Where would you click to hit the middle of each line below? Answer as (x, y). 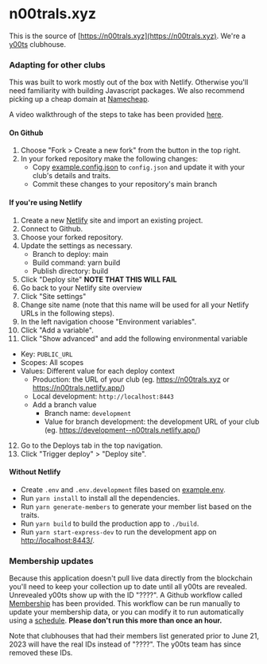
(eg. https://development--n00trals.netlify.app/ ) (122, 429)
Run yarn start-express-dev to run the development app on (118, 532)
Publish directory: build (70, 270)
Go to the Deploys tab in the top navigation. (92, 445)
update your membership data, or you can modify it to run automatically (127, 612)
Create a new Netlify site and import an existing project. (112, 220)
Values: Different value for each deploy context (98, 371)
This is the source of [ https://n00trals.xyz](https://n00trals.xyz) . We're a (127, 36)
